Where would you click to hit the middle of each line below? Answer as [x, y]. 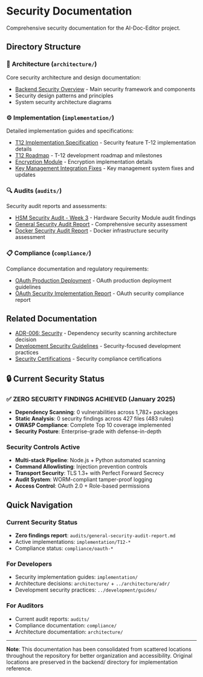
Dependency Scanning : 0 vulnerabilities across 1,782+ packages [96, 412]
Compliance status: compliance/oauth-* [64, 548]
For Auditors [25, 606]
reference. [19, 668]
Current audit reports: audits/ [52, 619]
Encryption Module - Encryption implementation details [84, 162]
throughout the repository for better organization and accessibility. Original [99, 655]
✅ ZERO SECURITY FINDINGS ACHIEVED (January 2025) [91, 399]
